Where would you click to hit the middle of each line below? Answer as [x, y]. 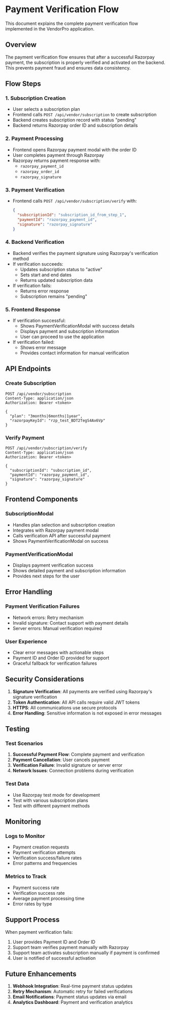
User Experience [26, 641]
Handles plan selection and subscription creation [64, 525]
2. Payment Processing [34, 139]
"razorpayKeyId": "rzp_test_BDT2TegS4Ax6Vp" [58, 420]
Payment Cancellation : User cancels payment [61, 760]
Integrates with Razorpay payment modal [56, 530]
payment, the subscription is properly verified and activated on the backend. [85, 62]
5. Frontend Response [33, 309]
